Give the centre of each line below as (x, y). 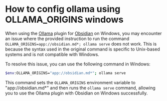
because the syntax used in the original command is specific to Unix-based (83, 49)
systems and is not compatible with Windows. (52, 54)
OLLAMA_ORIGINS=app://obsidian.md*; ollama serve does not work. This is (81, 44)
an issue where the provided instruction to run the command (67, 39)
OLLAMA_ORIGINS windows (64, 20)
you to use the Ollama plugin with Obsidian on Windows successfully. (77, 93)
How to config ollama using (63, 9)
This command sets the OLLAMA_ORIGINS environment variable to (70, 82)
